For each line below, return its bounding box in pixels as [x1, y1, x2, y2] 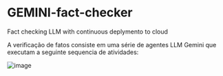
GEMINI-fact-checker [7, 5, 133, 21]
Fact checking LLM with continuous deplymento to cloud [7, 27, 169, 36]
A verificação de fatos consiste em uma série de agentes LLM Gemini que [7, 40, 217, 49]
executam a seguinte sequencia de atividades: [7, 48, 139, 56]
